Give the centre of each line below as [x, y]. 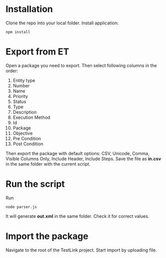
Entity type [24, 80]
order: [12, 71]
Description [25, 112]
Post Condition [28, 144]
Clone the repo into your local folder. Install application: [62, 23]
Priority [20, 96]
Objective [23, 133]
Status [19, 101]
